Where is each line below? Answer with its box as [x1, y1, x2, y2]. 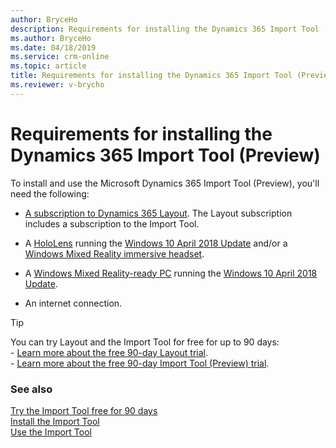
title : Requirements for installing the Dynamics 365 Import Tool [10, 71, 293, 81]
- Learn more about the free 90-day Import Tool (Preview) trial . [10, 357, 270, 369]
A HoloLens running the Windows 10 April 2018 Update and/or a [24, 237, 288, 249]
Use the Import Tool [10, 426, 92, 438]
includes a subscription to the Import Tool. [24, 217, 200, 230]
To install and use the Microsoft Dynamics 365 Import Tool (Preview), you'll [10, 177, 320, 189]
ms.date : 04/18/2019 [10, 42, 97, 53]
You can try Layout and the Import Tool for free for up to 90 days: [10, 336, 280, 348]
